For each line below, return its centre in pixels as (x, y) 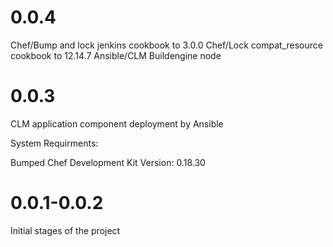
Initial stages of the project (65, 230)
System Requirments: (54, 143)
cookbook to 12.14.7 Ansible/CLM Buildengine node (116, 55)
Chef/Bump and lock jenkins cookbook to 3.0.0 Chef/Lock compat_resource (166, 45)
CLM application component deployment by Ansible (117, 123)
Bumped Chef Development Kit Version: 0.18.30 (108, 162)
